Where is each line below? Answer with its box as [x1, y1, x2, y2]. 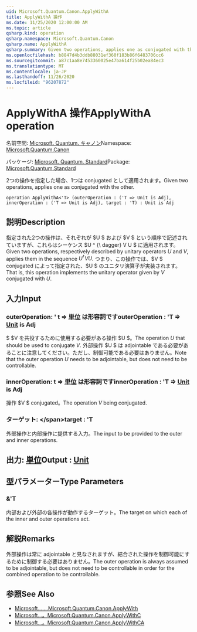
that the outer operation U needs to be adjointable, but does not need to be [6, 356, 188, 363]
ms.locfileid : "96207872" [6, 80, 69, 86]
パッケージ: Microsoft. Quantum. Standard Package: [6, 158, 130, 165]
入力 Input [6, 294, 41, 304]
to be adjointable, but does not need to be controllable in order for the [6, 564, 175, 572]
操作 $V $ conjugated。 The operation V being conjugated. [6, 399, 148, 406]
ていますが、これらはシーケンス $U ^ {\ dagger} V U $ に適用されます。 [6, 241, 179, 248]
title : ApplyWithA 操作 [6, 14, 63, 20]
